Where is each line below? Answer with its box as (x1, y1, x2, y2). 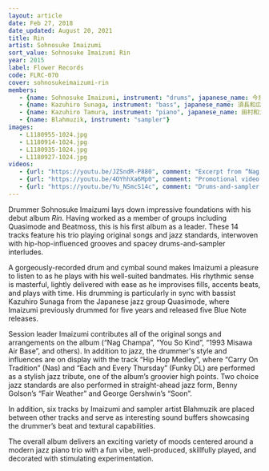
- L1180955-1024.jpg (18, 130, 88, 138)
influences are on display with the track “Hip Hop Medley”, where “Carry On (8, 354, 259, 364)
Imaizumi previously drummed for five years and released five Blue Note (8, 305, 247, 314)
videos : (8, 161, 34, 169)
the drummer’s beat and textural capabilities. (8, 421, 156, 430)
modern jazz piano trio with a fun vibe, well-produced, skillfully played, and (8, 445, 257, 454)
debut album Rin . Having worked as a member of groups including (8, 213, 227, 222)
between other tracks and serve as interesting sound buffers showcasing (8, 413, 250, 422)
